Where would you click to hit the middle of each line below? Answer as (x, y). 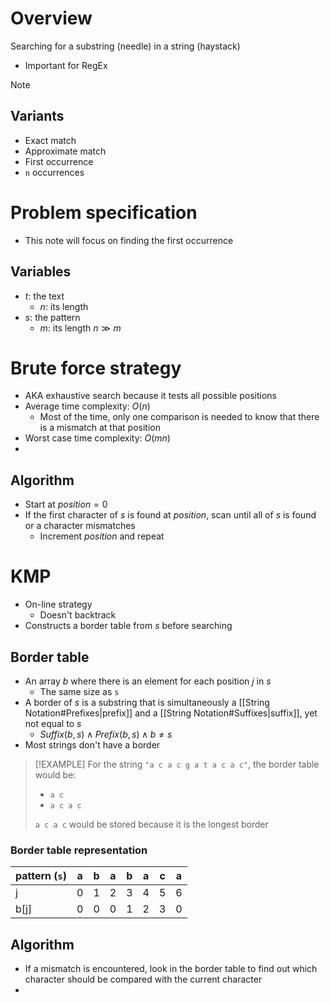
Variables (41, 272)
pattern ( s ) (41, 876)
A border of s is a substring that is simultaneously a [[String (147, 702)
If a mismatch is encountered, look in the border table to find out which (171, 969)
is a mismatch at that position (100, 428)
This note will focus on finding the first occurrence (129, 240)
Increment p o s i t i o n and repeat (102, 536)
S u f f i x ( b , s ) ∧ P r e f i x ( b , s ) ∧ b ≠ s (106, 734)
